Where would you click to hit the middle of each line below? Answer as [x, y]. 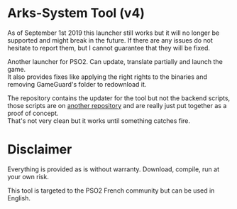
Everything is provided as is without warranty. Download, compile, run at [114, 169]
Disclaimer [40, 150]
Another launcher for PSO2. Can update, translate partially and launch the [115, 61]
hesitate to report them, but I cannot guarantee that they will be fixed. [109, 48]
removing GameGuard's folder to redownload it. [77, 84]
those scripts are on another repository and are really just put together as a [117, 105]
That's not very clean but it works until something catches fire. [99, 120]
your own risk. [28, 176]
